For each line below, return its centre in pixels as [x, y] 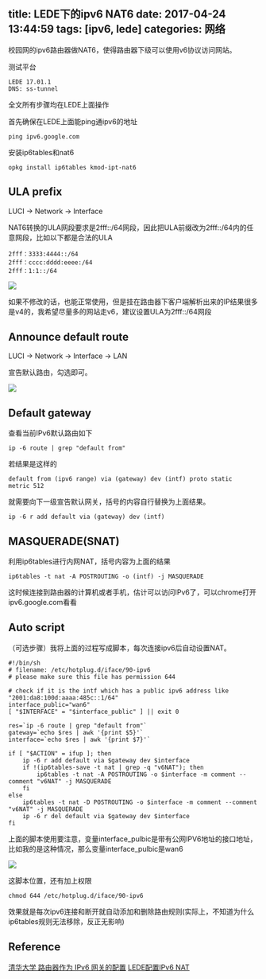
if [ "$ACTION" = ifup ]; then [60, 753]
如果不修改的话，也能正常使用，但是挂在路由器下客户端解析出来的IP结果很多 [133, 302]
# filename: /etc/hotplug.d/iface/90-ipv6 [79, 670]
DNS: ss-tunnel [33, 89]
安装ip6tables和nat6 [41, 152]
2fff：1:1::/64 [33, 271]
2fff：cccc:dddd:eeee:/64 [50, 262]
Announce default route [69, 337]
